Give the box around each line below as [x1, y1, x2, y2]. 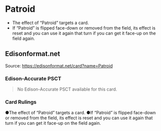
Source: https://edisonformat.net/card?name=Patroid [5, 63, 113, 68]
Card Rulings [5, 98, 37, 105]
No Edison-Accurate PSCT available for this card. [17, 86, 117, 92]
